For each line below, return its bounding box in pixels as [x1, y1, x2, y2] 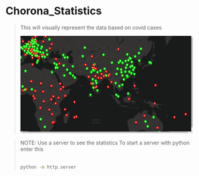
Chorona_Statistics [5, 4, 102, 18]
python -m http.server [20, 164, 77, 170]
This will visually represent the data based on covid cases [20, 24, 162, 31]
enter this [20, 146, 44, 153]
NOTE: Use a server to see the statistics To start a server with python [20, 139, 190, 147]
